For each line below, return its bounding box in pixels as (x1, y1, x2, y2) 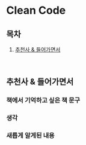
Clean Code (6, 4, 66, 17)
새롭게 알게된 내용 (6, 131, 55, 140)
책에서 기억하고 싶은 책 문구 (6, 96, 81, 105)
